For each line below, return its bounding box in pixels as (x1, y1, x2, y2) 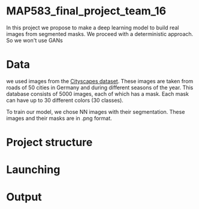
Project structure (6, 136, 93, 149)
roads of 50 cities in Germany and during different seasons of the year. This (6, 84, 194, 91)
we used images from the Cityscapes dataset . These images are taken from (6, 77, 194, 84)
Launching (6, 163, 61, 177)
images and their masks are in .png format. (6, 114, 112, 122)
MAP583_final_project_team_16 (6, 4, 167, 18)
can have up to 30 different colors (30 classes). (6, 96, 124, 104)
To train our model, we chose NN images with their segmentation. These (6, 108, 185, 115)
